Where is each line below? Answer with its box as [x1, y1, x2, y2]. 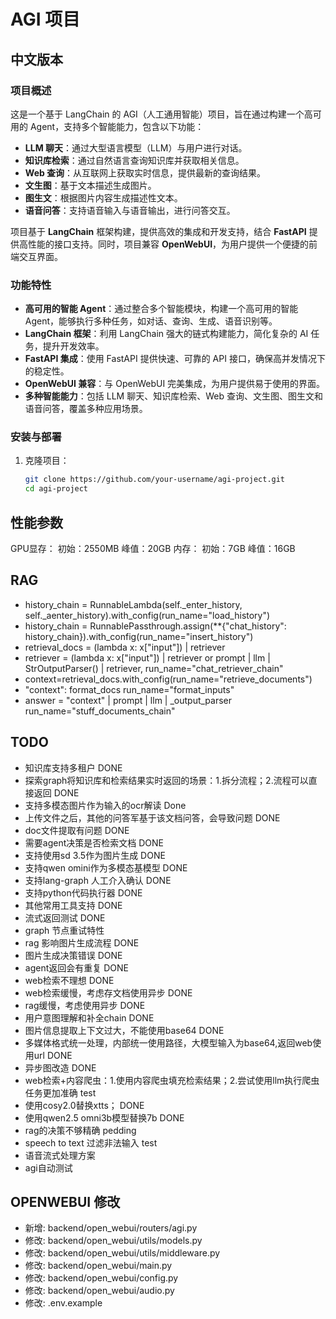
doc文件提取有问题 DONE [24, 824, 130, 836]
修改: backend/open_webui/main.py [24, 1260, 173, 1272]
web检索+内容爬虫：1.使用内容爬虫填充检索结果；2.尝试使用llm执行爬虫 [24, 1074, 320, 1086]
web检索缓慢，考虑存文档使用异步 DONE [24, 986, 193, 999]
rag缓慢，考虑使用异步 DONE [24, 999, 146, 1011]
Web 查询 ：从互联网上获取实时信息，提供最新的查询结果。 [24, 166, 267, 179]
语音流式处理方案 [24, 1149, 96, 1161]
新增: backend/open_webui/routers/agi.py [24, 1222, 198, 1234]
